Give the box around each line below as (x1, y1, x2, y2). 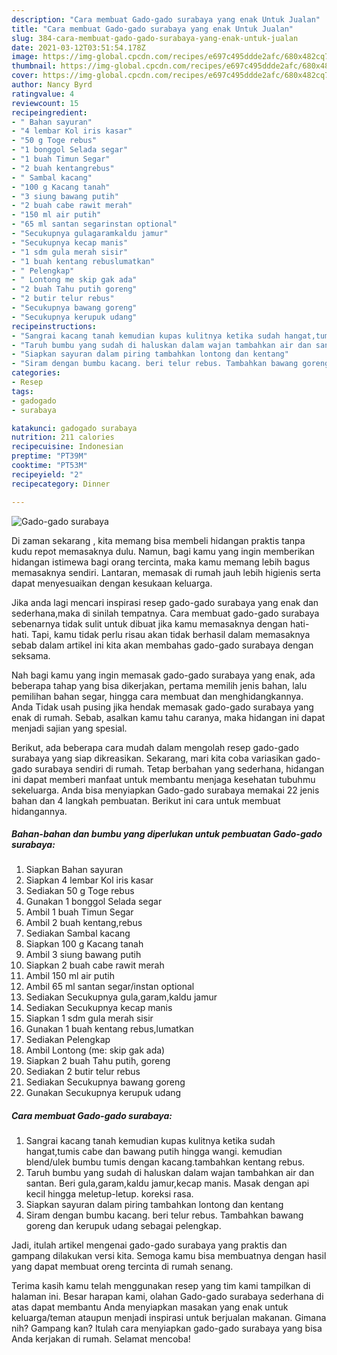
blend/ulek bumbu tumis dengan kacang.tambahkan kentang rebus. (25, 1156, 306, 1168)
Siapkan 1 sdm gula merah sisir (25, 1012, 154, 1025)
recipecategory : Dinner (11, 479, 111, 489)
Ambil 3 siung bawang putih (25, 949, 142, 961)
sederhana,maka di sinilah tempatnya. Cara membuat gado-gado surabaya (11, 607, 320, 619)
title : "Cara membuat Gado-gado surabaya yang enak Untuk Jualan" (11, 24, 294, 34)
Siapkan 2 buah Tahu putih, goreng (25, 1055, 171, 1067)
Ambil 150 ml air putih (25, 970, 115, 982)
